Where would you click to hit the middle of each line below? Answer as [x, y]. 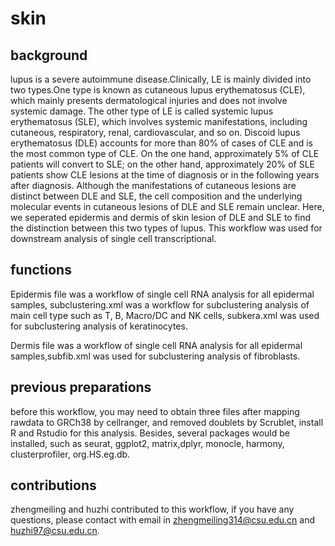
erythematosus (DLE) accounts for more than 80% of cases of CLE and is [161, 143]
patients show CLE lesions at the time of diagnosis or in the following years [165, 175]
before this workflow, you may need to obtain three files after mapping [155, 411]
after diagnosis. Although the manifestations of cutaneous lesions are [153, 185]
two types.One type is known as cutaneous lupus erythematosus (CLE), [158, 90]
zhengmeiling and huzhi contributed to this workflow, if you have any [152, 509]
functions [41, 270]
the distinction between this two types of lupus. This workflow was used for [166, 228]
